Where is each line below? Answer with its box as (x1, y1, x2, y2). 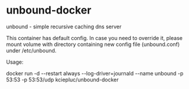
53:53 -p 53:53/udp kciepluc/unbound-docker (6, 76, 119, 83)
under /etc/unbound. (6, 47, 57, 54)
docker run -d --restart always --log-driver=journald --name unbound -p (6, 70, 184, 77)
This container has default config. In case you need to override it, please (6, 34, 183, 41)
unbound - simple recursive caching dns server (6, 23, 122, 30)
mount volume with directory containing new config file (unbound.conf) (6, 41, 180, 48)
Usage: (6, 58, 24, 65)
